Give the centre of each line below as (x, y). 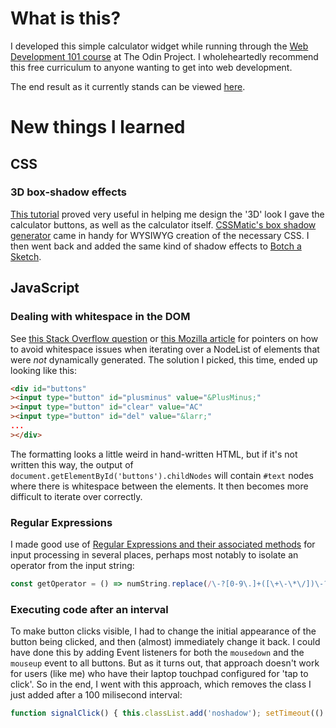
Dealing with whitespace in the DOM (100, 317)
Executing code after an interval (89, 609)
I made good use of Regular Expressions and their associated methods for (163, 544)
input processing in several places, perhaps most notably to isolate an (154, 555)
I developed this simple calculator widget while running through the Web (159, 46)
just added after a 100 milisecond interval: (96, 695)
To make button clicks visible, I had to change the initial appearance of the (163, 631)
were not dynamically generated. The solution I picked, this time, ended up (164, 359)
